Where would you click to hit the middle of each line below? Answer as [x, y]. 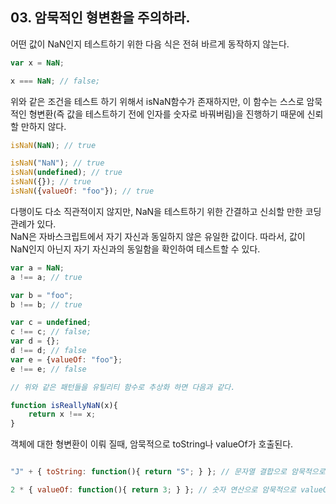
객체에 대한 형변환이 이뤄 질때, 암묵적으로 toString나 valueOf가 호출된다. [152, 444]
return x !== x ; [62, 414]
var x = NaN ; [37, 63]
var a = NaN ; [37, 268]
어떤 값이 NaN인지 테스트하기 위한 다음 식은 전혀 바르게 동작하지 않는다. [150, 44]
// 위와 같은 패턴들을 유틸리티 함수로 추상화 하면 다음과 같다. [123, 387]
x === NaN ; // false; [55, 81]
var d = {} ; [35, 341]
